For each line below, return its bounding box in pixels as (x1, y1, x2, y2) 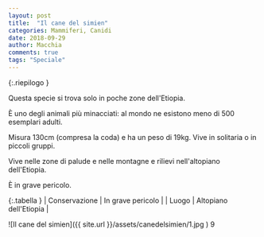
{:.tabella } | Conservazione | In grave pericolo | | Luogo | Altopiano (8, 196, 228, 205)
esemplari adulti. (8, 117, 63, 126)
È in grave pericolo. (8, 180, 72, 189)
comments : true (8, 49, 59, 56)
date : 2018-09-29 (8, 33, 66, 42)
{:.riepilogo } (8, 77, 49, 87)
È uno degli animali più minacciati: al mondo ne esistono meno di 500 (8, 108, 235, 118)
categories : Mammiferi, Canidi (8, 26, 112, 34)
